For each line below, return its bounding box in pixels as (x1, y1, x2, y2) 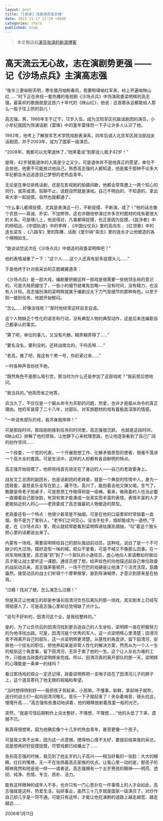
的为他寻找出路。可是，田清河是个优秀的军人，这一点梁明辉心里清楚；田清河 (5, 630, 158, 636)
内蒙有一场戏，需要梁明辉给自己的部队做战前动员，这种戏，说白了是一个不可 (5, 540, 158, 546)
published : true (5, 25, 38, 30)
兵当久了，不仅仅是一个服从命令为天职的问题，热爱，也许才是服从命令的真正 (5, 400, 158, 406)
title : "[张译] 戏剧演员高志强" (5, 12, 64, 17)
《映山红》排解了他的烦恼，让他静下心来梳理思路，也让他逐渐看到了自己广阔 (5, 433, 156, 439)
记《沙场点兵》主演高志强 (5, 70, 108, 81)
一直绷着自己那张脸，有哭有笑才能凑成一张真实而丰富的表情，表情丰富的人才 (5, 495, 158, 501)
